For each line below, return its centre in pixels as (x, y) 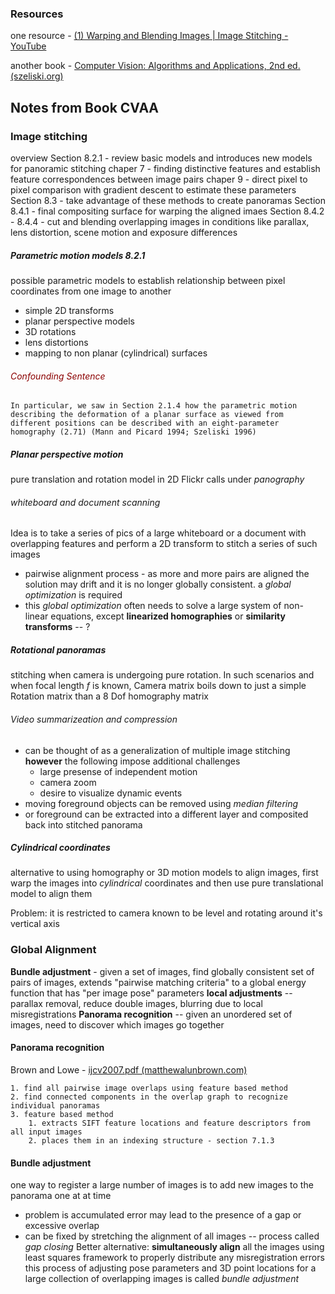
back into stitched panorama (83, 824)
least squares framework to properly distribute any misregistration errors (174, 1258)
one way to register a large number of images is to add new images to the (162, 1185)
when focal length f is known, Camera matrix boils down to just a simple (158, 686)
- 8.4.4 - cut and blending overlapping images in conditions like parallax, (160, 221)
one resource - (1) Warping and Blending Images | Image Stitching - (149, 36)
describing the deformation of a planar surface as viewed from (147, 415)
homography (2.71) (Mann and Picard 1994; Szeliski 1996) (133, 432)
